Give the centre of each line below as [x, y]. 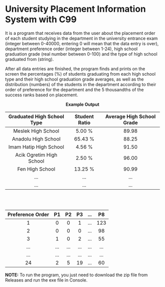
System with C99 [41, 19]
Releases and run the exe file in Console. [46, 280]
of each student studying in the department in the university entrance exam [82, 38]
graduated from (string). [29, 59]
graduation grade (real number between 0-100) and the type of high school [81, 54]
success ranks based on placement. [42, 95]
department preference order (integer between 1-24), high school [71, 49]
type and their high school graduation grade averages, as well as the [74, 79]
